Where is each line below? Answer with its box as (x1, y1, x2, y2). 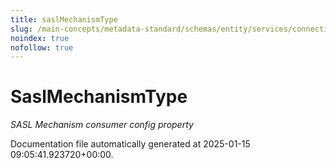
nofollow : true (10, 42, 74, 53)
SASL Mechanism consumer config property (10, 119, 194, 131)
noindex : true (10, 33, 70, 43)
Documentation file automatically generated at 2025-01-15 (10, 138, 251, 150)
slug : (10, 24, 33, 34)
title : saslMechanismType (10, 14, 118, 25)
